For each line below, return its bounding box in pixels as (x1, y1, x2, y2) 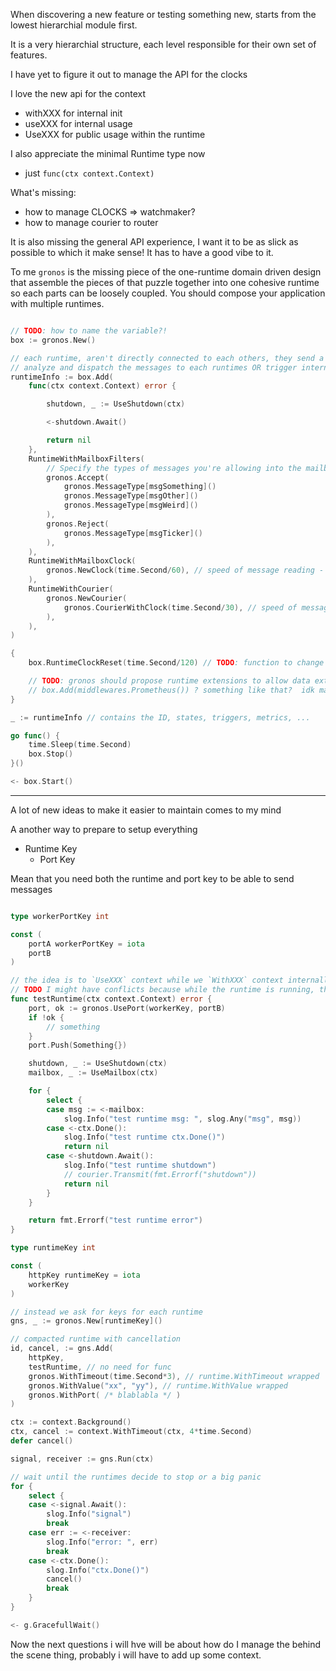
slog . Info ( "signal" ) (46, 1509, 132, 1519)
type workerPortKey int (10, 911, 110, 921)
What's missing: (10, 187, 77, 198)
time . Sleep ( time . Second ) (28, 740, 132, 750)
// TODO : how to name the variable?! (10, 326, 168, 336)
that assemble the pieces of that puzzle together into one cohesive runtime (10, 277, 320, 288)
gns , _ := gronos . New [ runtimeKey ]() (10, 1316, 163, 1326)
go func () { (10, 730, 60, 741)
